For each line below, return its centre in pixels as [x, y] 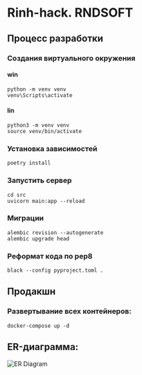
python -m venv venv [37, 89]
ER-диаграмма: [43, 347]
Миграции [26, 218]
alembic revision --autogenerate [55, 233]
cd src [17, 195]
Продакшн [32, 291]
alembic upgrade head [38, 238]
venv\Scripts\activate [40, 95]
